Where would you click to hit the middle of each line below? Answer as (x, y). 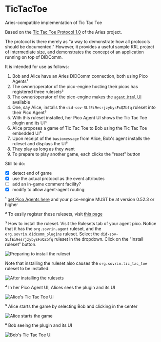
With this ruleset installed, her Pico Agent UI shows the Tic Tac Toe (80, 117)
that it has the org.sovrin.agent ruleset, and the (53, 229)
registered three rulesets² (38, 91)
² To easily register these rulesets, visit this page (54, 214)
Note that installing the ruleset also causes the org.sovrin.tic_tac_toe (76, 263)
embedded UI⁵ (27, 133)
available (21, 102)
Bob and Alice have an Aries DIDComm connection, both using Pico (80, 76)
